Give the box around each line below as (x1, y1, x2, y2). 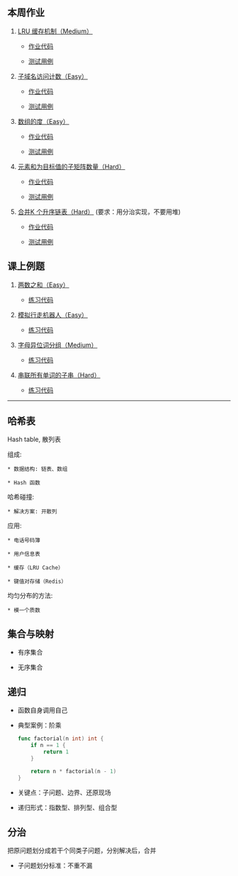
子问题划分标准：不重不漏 (17, 861, 93, 870)
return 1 (43, 748, 69, 756)
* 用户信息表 (7, 551, 40, 558)
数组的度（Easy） (17, 117, 69, 125)
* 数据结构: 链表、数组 (7, 466, 68, 473)
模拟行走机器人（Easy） (17, 310, 89, 319)
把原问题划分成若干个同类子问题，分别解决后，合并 (7, 846, 157, 855)
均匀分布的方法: (7, 591, 53, 600)
